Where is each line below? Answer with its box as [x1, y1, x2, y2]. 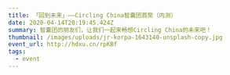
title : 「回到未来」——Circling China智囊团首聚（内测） [8, 11, 177, 20]
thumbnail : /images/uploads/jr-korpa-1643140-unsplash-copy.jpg [8, 33, 223, 41]
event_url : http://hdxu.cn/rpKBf [8, 41, 118, 48]
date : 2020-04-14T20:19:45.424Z [8, 19, 114, 27]
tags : [8, 48, 26, 55]
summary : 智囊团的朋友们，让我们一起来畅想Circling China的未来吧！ [8, 26, 212, 34]
